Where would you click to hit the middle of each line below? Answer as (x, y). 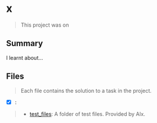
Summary (25, 43)
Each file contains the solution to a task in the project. (86, 90)
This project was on (45, 25)
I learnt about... (25, 57)
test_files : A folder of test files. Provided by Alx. (87, 114)
